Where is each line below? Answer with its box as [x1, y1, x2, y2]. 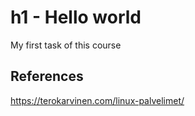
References [10, 68, 84, 85]
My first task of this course [10, 39, 122, 51]
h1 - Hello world [10, 6, 142, 29]
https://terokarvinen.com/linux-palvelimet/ [10, 94, 185, 106]
